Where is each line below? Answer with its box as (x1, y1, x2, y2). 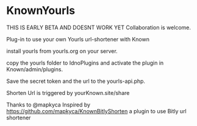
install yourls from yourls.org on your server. (6, 47, 118, 55)
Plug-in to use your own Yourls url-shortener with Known (6, 35, 149, 43)
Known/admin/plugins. (6, 65, 63, 73)
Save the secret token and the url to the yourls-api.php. (6, 77, 145, 85)
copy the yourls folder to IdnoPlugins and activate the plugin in (6, 59, 164, 66)
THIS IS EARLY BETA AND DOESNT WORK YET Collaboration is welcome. (6, 24, 191, 31)
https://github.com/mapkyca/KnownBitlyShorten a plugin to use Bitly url (6, 107, 187, 114)
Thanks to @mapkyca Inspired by (6, 101, 90, 108)
